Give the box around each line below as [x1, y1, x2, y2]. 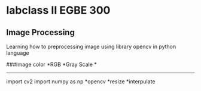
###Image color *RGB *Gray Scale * [6, 61, 97, 68]
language [6, 49, 29, 57]
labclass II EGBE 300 [6, 4, 111, 17]
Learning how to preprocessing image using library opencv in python [6, 43, 176, 50]
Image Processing [6, 27, 75, 37]
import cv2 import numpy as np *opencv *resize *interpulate [6, 78, 156, 85]
